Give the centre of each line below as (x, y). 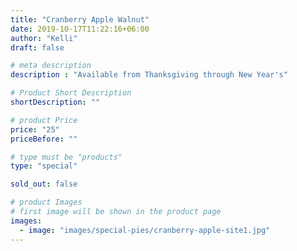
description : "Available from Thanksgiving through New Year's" (149, 75)
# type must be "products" (66, 157)
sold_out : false (44, 184)
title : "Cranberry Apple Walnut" (80, 19)
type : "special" (44, 166)
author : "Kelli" (44, 38)
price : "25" (35, 129)
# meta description (51, 66)
